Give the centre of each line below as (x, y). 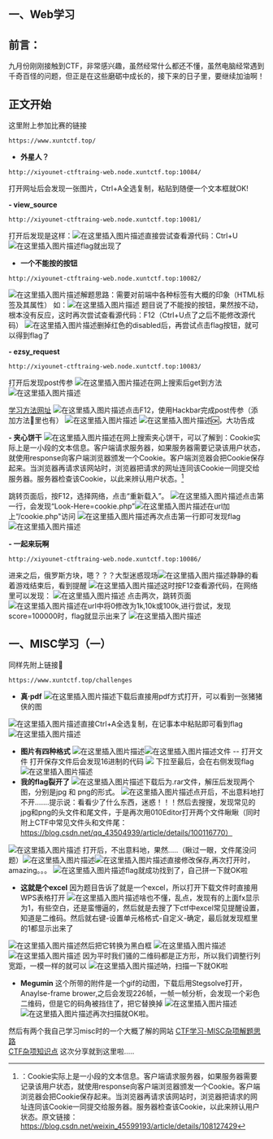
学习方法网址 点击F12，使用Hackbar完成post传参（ (130, 410)
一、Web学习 (42, 15)
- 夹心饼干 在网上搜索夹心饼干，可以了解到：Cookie (131, 438)
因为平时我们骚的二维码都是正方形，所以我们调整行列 (171, 956)
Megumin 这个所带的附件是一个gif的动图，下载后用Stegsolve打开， (133, 984)
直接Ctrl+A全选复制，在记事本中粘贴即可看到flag (162, 724)
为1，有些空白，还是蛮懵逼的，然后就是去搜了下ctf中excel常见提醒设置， (142, 908)
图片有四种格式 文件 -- (130, 752)
